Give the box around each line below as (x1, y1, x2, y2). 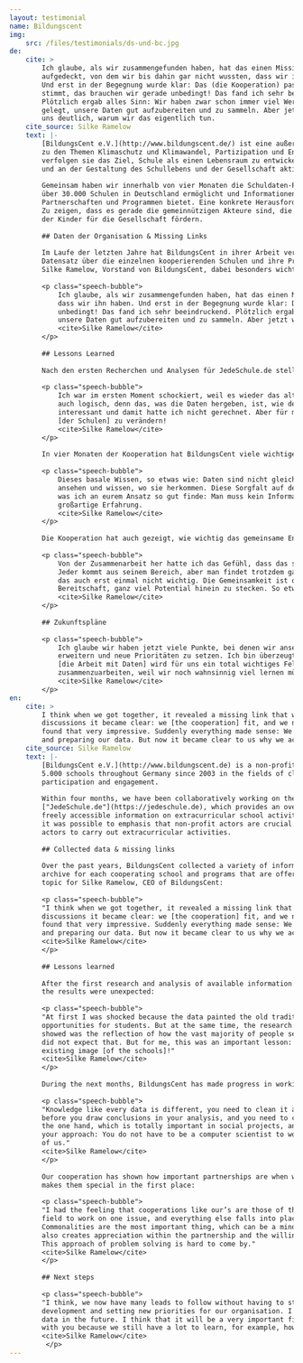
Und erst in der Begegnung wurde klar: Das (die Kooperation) (41, 80, 280, 89)
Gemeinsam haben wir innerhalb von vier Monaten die (41, 182, 244, 191)
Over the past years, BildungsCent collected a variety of (41, 862, 269, 871)
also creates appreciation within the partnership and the (41, 1230, 269, 1240)
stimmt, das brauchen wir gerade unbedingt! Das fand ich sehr (41, 89, 284, 98)
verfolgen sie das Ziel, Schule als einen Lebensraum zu (41, 155, 260, 165)
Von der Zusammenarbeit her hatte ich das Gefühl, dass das (57, 559, 289, 568)
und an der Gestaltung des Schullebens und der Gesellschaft (41, 164, 277, 173)
